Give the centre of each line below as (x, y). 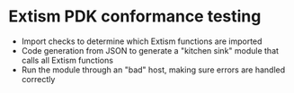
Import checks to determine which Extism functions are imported (142, 41)
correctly (38, 79)
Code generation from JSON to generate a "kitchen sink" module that (150, 50)
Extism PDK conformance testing (135, 17)
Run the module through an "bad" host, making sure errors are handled (153, 70)
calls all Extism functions (67, 60)
